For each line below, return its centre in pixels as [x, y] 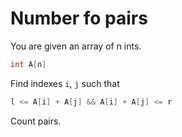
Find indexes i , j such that [65, 83]
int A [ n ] [28, 64]
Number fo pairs [79, 18]
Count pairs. [36, 121]
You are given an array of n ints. [76, 46]
